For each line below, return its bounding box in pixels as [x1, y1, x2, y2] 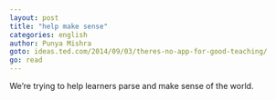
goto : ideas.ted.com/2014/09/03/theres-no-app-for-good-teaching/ [9, 47, 268, 56]
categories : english [9, 30, 89, 39]
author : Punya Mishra [9, 38, 92, 48]
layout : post [9, 13, 59, 23]
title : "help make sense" [9, 22, 108, 31]
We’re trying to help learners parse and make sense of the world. [9, 81, 254, 91]
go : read [9, 55, 43, 65]
